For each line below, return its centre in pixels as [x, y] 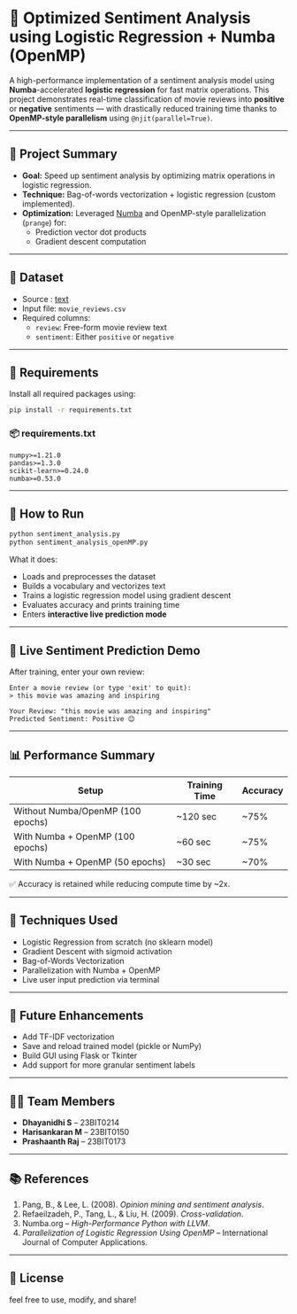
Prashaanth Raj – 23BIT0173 [74, 1141]
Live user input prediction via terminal [91, 979]
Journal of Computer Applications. [85, 1242]
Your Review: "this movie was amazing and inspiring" [110, 711]
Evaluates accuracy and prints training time [101, 605]
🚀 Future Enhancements [76, 1015]
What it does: [33, 560]
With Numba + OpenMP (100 [74, 836]
